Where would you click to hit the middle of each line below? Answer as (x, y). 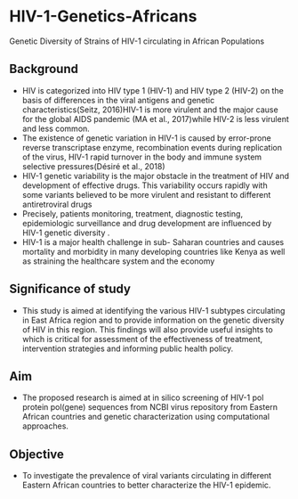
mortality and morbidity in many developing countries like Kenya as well (153, 251)
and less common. (56, 128)
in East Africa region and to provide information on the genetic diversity (153, 320)
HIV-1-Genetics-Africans (103, 16)
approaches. (45, 426)
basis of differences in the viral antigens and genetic (118, 100)
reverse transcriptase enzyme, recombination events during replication (152, 147)
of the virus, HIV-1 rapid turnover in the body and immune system (142, 157)
